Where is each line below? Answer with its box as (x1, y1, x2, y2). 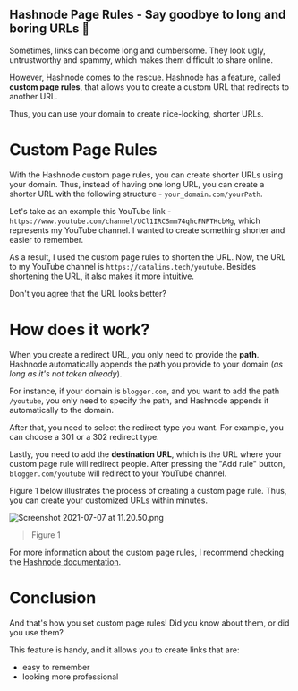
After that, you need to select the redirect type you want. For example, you (9, 421, 285, 433)
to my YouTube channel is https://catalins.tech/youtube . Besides (9, 261, 257, 272)
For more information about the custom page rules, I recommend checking (9, 547, 285, 557)
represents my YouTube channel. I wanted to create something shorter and (9, 224, 285, 236)
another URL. (9, 91, 58, 101)
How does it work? (9, 319, 150, 340)
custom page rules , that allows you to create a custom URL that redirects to (9, 81, 289, 92)
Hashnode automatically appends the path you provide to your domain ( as (9, 358, 284, 369)
